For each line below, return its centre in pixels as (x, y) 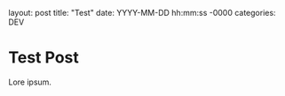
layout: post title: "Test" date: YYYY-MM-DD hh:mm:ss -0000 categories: (142, 13)
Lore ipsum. (30, 82)
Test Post (44, 58)
